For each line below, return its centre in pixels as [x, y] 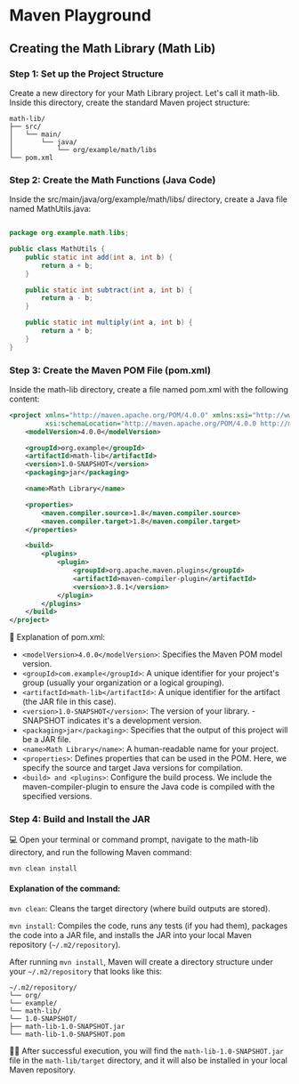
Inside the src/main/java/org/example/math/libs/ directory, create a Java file [148, 199]
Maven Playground [80, 16]
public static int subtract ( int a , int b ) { [109, 290]
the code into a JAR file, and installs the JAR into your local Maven [130, 934]
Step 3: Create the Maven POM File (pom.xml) [110, 370]
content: [24, 399]
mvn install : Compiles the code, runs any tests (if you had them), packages [149, 926]
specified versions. [57, 797]
